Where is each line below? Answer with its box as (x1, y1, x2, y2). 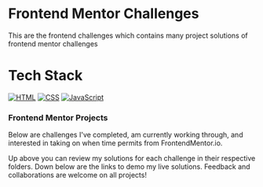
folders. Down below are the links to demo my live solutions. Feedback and (8, 162, 250, 171)
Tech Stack (8, 67, 83, 85)
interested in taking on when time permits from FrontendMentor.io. (8, 138, 223, 148)
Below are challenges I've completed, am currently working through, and (8, 130, 243, 140)
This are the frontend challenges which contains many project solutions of (8, 31, 249, 40)
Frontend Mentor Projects (8, 112, 108, 123)
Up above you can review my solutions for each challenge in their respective (8, 154, 256, 163)
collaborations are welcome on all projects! (8, 170, 148, 180)
